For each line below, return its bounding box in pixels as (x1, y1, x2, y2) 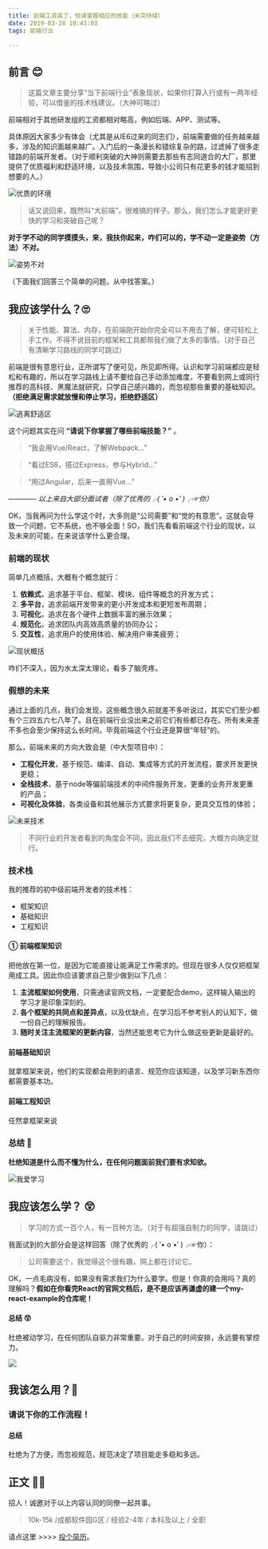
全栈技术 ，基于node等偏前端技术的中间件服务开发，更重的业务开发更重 (19, 778, 254, 788)
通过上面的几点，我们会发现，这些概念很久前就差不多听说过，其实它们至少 (8, 705, 253, 715)
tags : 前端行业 (8, 26, 54, 34)
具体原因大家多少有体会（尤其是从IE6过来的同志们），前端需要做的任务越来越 (8, 132, 260, 141)
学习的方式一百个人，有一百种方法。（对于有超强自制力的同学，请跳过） (27, 1222, 262, 1232)
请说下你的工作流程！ (8, 1409, 90, 1420)
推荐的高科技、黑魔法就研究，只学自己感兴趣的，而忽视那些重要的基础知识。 (8, 382, 260, 392)
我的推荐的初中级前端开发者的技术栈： (8, 884, 134, 894)
